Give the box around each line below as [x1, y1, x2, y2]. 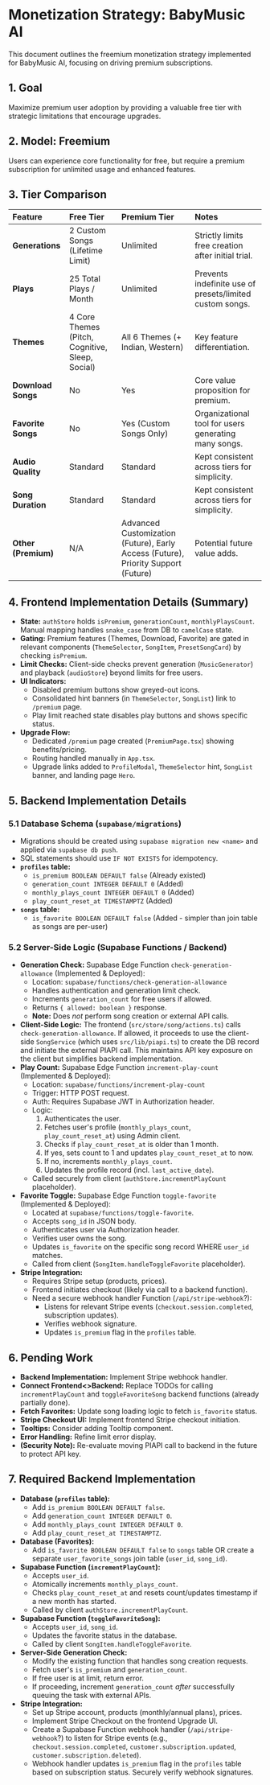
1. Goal [8, 81, 43, 95]
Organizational [194, 408, 250, 419]
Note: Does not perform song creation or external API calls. [31, 1011, 229, 1021]
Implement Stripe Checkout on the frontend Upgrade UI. [31, 1716, 219, 1725]
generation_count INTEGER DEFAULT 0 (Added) [31, 878, 184, 888]
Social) [69, 362, 96, 373]
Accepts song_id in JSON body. [31, 1216, 137, 1226]
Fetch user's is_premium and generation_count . [31, 1664, 187, 1674]
